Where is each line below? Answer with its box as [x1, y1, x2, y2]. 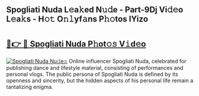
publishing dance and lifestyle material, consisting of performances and [6, 64, 184, 71]
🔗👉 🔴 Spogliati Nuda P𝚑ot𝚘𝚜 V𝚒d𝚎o [6, 39, 146, 49]
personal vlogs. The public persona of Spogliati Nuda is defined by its [6, 71, 179, 78]
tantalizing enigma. [6, 83, 53, 90]
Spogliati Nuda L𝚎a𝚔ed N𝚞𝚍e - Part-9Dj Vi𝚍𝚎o [6, 5, 183, 15]
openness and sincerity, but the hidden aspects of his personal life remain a [6, 77, 194, 84]
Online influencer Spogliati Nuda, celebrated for [68, 58, 187, 64]
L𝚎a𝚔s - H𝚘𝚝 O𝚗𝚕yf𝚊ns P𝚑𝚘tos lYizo [6, 14, 149, 24]
